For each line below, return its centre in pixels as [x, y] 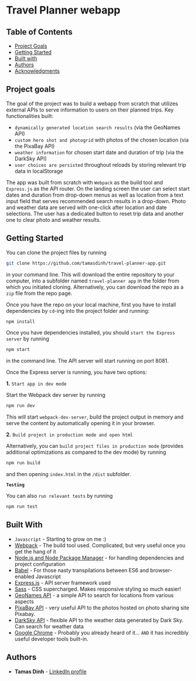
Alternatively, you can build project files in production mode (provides [95, 446]
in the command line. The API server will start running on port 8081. [87, 361]
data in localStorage [39, 171]
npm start [18, 350]
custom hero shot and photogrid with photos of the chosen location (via [102, 140]
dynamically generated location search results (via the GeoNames [97, 127]
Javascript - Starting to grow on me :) [60, 539]
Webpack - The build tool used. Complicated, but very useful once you [100, 545]
